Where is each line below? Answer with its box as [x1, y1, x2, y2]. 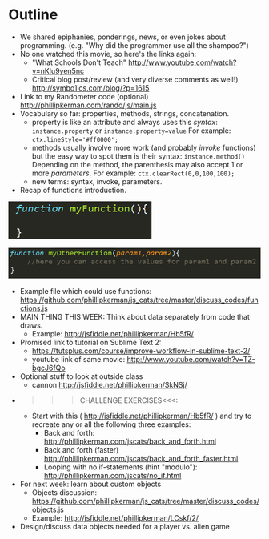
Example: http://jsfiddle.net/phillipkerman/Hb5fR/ [31, 328, 195, 338]
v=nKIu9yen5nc [31, 66, 85, 75]
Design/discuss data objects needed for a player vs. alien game [19, 521, 230, 531]
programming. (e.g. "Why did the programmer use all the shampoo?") [19, 40, 250, 50]
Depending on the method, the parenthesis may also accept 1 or [31, 159, 243, 169]
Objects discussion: [31, 487, 98, 497]
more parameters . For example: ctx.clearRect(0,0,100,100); [31, 168, 235, 178]
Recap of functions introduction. [19, 185, 126, 195]
